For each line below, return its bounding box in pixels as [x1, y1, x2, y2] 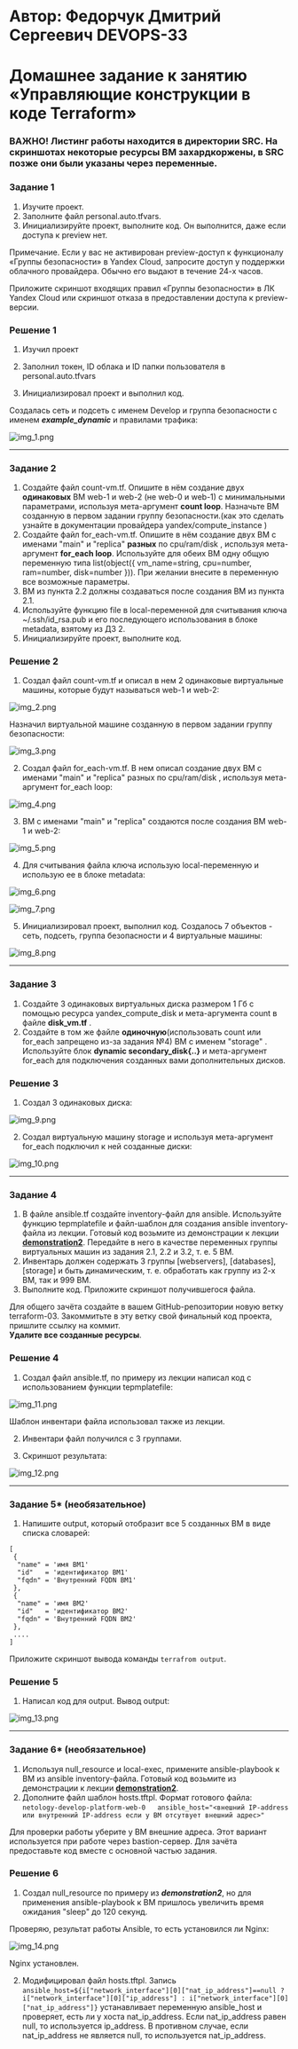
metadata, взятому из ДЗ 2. [21, 624, 126, 634]
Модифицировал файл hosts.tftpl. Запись [21, 1974, 177, 1985]
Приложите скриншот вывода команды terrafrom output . [9, 1653, 227, 1664]
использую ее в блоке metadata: [21, 870, 146, 880]
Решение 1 [9, 324, 58, 336]
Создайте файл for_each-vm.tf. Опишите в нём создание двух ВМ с [21, 530, 277, 540]
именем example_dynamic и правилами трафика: [9, 414, 198, 425]
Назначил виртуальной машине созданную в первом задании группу [9, 719, 273, 729]
